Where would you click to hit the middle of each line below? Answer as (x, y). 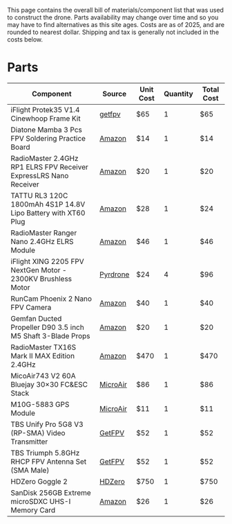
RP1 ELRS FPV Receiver (49, 167)
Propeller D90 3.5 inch (47, 327)
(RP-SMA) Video (38, 433)
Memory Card (33, 510)
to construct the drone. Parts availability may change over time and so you (113, 17)
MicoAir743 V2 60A (43, 376)
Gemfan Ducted (36, 318)
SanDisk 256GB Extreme (51, 493)
